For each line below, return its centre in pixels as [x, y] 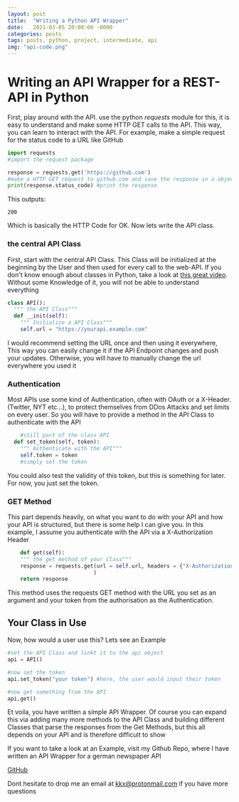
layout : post [27, 14]
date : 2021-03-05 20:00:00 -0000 [60, 27]
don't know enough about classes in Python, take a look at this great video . [117, 274]
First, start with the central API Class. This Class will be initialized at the [112, 259]
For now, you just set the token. [53, 483]
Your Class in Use [47, 623]
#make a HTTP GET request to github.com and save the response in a [111, 179]
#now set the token [36, 672]
